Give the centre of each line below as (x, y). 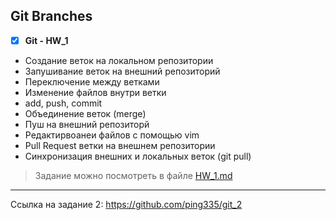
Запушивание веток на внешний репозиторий (122, 71)
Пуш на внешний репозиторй (87, 124)
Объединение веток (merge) (85, 113)
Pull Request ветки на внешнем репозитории (120, 145)
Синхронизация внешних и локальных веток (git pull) (138, 156)
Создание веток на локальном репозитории (119, 60)
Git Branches (51, 16)
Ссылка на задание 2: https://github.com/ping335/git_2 (126, 204)
